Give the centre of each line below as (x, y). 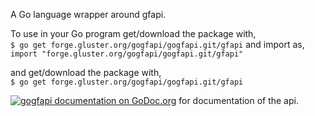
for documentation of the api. (238, 100)
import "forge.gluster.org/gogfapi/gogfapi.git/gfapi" (127, 54)
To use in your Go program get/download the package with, (133, 33)
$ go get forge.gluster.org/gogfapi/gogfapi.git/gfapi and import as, (157, 44)
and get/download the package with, (86, 72)
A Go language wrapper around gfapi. (88, 14)
